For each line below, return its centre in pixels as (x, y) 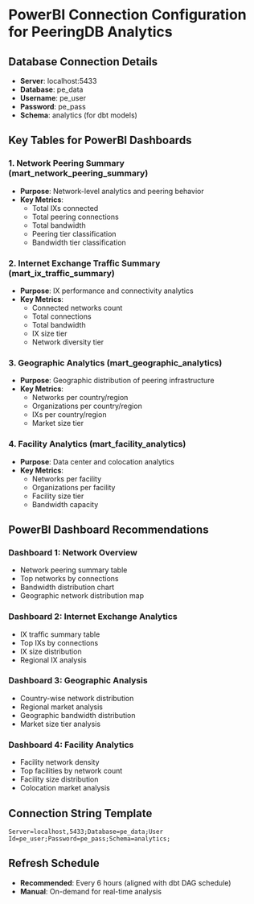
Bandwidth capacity (65, 504)
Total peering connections (75, 217)
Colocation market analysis (65, 788)
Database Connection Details (83, 62)
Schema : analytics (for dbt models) (79, 115)
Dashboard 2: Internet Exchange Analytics (93, 617)
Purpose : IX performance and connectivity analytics (107, 291)
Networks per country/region (80, 398)
